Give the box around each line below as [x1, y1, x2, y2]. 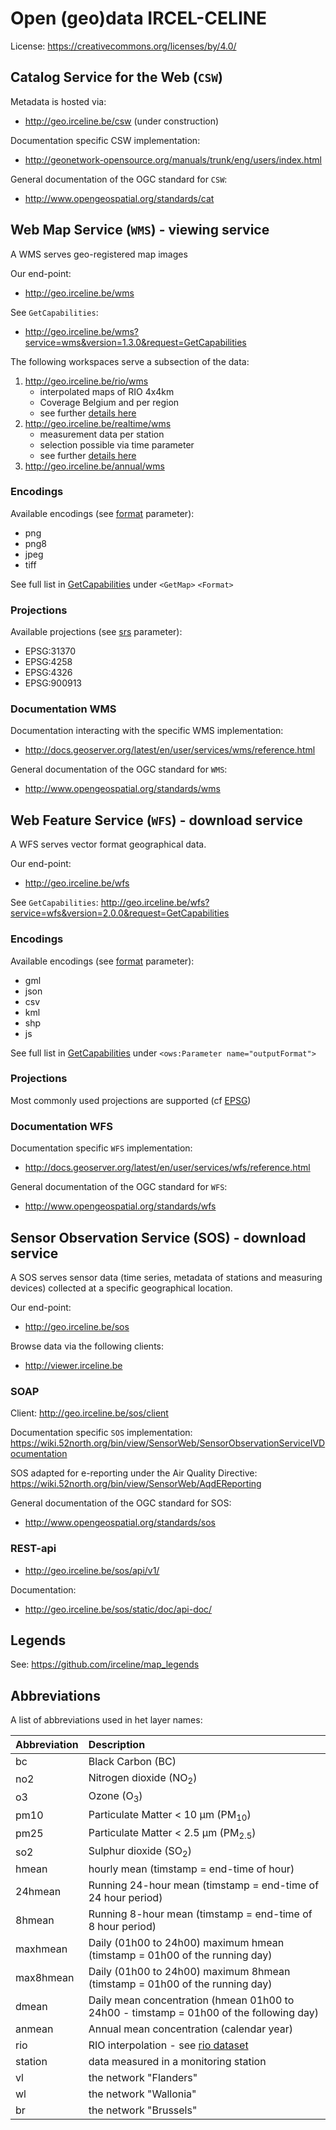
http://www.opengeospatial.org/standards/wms [24, 783, 221, 795]
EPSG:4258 [24, 656, 73, 668]
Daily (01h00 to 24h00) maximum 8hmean [88, 1965, 291, 1979]
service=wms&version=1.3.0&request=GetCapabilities [24, 336, 247, 348]
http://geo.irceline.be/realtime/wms [24, 417, 172, 429]
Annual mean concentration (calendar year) [88, 2022, 293, 2036]
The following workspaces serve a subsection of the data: [10, 355, 250, 367]
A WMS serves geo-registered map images [10, 248, 188, 260]
